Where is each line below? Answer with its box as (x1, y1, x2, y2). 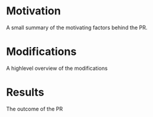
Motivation (6, 4, 61, 18)
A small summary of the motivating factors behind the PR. (6, 24, 148, 31)
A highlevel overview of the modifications (6, 64, 108, 72)
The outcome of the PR (6, 105, 63, 112)
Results (6, 85, 45, 99)
